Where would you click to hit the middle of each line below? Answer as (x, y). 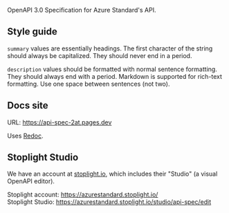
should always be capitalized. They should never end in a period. (100, 55)
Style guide (32, 31)
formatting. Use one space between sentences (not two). (89, 84)
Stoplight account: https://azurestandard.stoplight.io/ (83, 195)
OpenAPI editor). (31, 181)
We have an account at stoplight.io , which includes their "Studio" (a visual (112, 174)
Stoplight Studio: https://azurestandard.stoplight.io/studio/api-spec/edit (109, 202)
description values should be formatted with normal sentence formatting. (112, 69)
